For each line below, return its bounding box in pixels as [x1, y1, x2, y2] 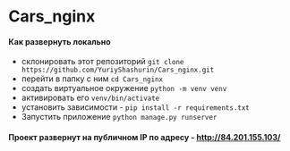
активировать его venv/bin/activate [21, 92, 160, 104]
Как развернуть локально [8, 36, 111, 46]
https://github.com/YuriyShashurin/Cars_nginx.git [21, 65, 215, 75]
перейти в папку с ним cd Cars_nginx [21, 73, 163, 84]
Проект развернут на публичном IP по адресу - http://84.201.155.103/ [8, 131, 281, 142]
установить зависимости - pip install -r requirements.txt [21, 102, 250, 113]
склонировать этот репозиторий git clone [21, 56, 184, 67]
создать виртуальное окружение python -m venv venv [21, 83, 227, 94]
